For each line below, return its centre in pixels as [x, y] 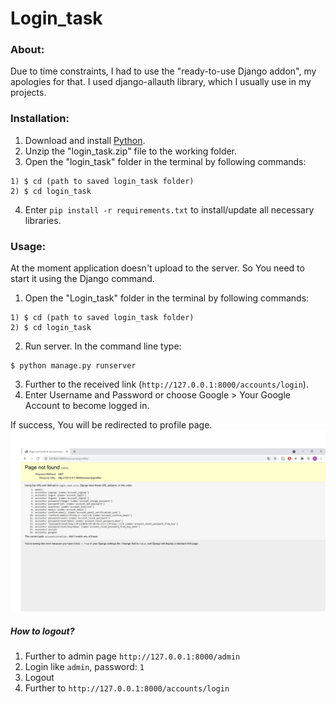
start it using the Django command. [82, 279]
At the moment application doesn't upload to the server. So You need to [157, 268]
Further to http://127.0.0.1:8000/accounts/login [127, 688]
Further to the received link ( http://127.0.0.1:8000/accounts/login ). [166, 384]
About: [27, 50]
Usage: [28, 246]
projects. [28, 93]
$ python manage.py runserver [73, 366]
